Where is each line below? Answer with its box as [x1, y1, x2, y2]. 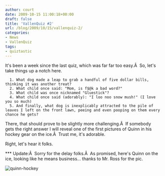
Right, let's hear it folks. [5, 141, 53, 147]
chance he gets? [5, 112, 39, 117]
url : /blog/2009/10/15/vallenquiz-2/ [5, 26, 83, 31]
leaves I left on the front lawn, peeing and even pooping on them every [5, 108, 161, 113]
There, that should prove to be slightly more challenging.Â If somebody [5, 120, 151, 126]
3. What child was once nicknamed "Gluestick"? [9, 90, 110, 95]
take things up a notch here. [5, 67, 62, 73]
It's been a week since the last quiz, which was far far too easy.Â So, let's [5, 62, 156, 68]
